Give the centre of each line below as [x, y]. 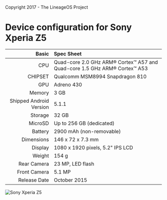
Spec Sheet [68, 53]
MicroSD [39, 123]
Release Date [34, 180]
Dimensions [35, 139]
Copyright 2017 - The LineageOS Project [47, 7]
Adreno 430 [68, 84]
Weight [41, 156]
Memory [39, 93]
